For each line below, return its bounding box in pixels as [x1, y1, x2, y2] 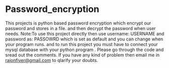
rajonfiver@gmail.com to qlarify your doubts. [5, 57, 98, 63]
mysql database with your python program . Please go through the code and [5, 46, 164, 52]
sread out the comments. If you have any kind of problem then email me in [5, 51, 160, 58]
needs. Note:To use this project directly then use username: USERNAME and [5, 30, 164, 36]
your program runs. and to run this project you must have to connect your [5, 41, 158, 47]
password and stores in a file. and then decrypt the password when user [5, 25, 156, 31]
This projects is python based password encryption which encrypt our [5, 20, 151, 26]
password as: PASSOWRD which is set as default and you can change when [5, 36, 163, 42]
